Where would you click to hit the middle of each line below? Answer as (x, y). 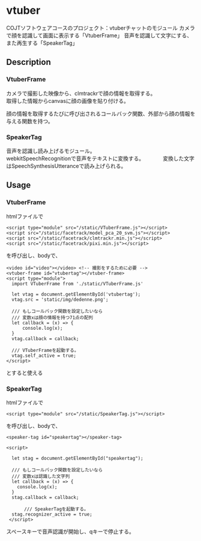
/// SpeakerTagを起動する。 (56, 509)
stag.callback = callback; (45, 497)
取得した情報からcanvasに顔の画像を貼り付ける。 (68, 100)
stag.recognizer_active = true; (52, 514)
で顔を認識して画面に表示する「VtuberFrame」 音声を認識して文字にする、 (99, 35)
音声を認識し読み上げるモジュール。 (51, 150)
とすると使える (25, 373)
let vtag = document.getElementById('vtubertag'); (76, 294)
